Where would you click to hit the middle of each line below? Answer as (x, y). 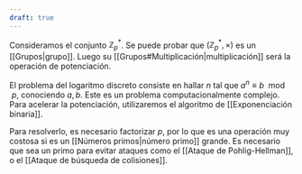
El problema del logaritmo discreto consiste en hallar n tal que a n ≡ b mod (147, 84)
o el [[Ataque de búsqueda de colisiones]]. (89, 160)
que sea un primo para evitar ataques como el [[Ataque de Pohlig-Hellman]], (151, 151)
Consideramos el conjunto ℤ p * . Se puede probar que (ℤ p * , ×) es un (133, 45)
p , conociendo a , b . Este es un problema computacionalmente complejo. (146, 95)
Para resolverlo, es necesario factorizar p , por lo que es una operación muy (150, 131)
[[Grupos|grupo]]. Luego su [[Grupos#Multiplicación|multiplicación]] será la (150, 57)
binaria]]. (26, 114)
